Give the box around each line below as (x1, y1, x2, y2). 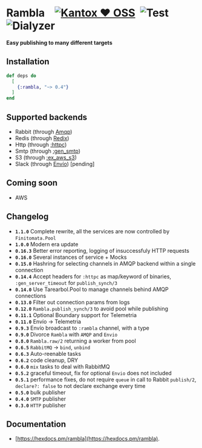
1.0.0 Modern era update (15, 240, 79, 248)
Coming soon (6, 178, 58, 188)
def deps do (6, 73, 36, 79)
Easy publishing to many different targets (6, 39, 113, 46)
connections (15, 292, 47, 299)
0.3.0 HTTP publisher (15, 401, 67, 409)
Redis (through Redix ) (15, 134, 70, 142)
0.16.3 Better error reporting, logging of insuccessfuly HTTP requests (15, 247, 189, 254)
